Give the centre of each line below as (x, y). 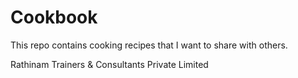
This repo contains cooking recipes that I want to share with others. (149, 45)
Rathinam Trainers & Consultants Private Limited (109, 64)
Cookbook (54, 17)
